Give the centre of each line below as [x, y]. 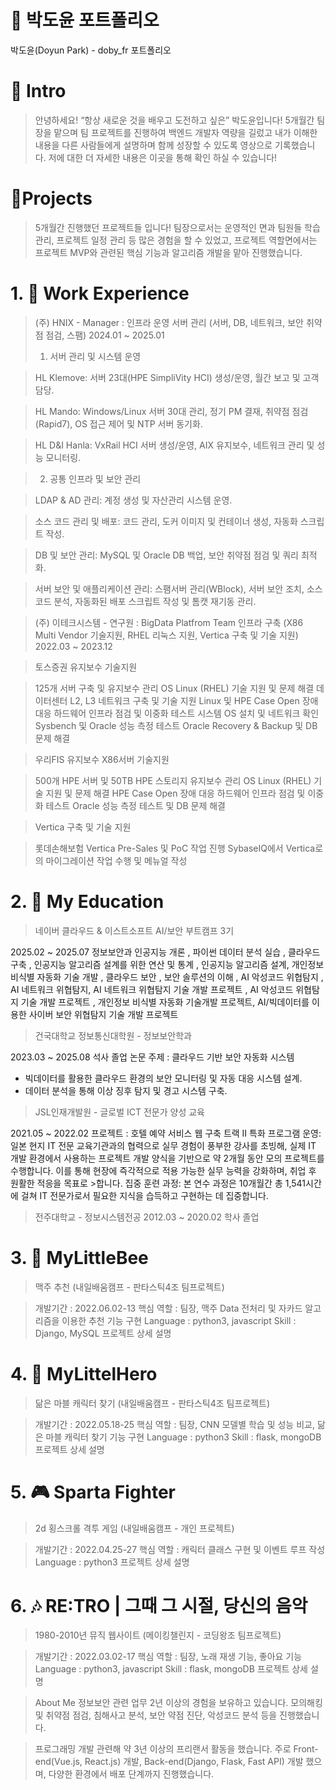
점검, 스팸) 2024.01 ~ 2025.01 [105, 335]
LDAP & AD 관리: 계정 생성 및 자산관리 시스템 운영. [133, 500]
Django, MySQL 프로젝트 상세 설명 [103, 1333]
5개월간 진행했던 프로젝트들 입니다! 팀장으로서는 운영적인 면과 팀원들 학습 [177, 227]
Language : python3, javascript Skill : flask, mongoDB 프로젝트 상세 [171, 1669]
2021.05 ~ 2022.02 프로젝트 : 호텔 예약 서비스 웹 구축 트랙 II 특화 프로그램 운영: [166, 1133]
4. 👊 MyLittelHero [84, 1373]
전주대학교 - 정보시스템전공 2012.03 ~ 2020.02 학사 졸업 [147, 1217]
